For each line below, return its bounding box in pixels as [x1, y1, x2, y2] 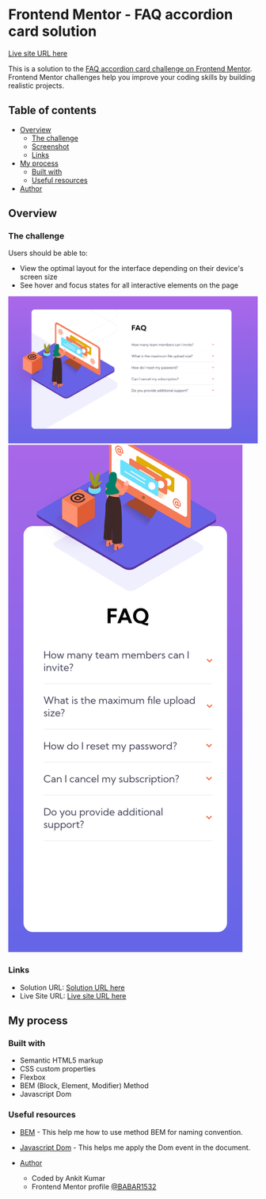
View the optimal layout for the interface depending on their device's [19, 264, 244, 273]
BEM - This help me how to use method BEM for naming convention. [19, 1127, 243, 1136]
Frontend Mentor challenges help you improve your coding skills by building [8, 72, 256, 82]
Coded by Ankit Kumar [31, 1173, 105, 1182]
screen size [19, 272, 58, 282]
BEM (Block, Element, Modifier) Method [19, 1081, 149, 1090]
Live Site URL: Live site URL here [19, 991, 127, 1000]
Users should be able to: [8, 248, 89, 258]
